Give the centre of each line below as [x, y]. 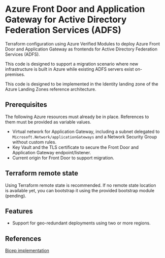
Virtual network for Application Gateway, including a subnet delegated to [86, 131]
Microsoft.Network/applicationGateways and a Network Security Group [84, 136]
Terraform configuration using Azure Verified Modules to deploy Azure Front [82, 43]
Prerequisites [26, 105]
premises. [15, 74]
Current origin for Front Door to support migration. [63, 158]
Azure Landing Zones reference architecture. [51, 89]
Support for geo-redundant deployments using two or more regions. [82, 223]
